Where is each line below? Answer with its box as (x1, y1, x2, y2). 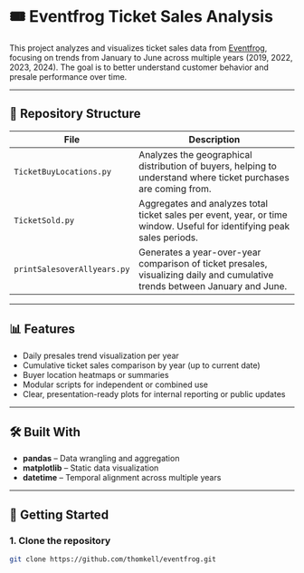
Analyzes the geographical (138, 148, 252, 160)
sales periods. (138, 231, 199, 244)
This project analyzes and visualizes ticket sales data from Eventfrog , (9, 42, 268, 53)
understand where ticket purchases (138, 170, 290, 183)
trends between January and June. (138, 279, 288, 292)
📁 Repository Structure (9, 106, 141, 121)
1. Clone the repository (9, 534, 111, 547)
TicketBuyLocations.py (14, 166, 111, 177)
